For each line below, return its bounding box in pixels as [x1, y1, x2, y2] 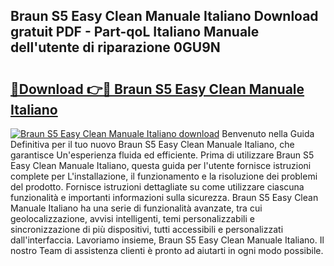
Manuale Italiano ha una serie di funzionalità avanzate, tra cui [10, 202, 263, 214]
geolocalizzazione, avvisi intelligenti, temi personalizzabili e [10, 213, 255, 224]
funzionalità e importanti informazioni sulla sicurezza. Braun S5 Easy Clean [10, 192, 319, 203]
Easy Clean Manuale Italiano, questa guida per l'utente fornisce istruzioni [10, 160, 312, 171]
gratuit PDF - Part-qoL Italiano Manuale [10, 24, 260, 41]
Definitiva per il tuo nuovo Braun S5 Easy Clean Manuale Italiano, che [10, 139, 295, 150]
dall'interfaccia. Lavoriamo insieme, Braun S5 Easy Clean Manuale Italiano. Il [10, 234, 325, 246]
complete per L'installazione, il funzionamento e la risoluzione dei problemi [10, 170, 318, 182]
